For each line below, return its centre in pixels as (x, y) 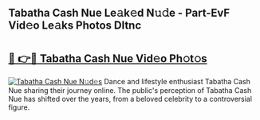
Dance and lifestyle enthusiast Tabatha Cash (177, 81)
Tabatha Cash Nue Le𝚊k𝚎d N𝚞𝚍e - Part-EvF (119, 13)
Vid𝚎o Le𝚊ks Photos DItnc (75, 26)
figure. (19, 107)
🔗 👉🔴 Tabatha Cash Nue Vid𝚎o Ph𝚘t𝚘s (108, 58)
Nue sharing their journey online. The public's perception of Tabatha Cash (130, 90)
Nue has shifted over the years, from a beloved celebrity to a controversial (130, 99)
